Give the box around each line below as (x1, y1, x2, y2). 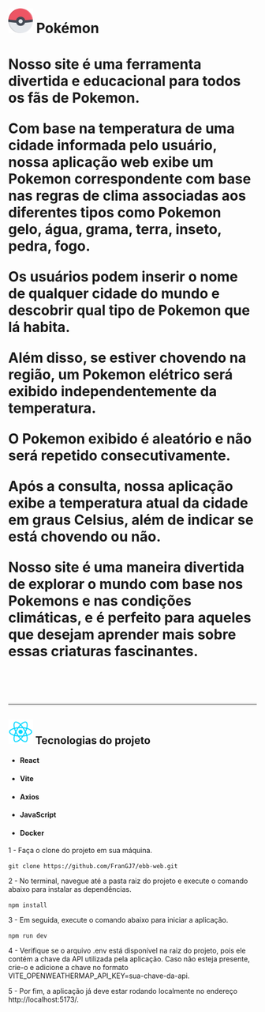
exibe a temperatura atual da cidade (8, 494, 248, 512)
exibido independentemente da (8, 383, 218, 401)
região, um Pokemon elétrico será (8, 366, 233, 383)
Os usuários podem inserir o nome (8, 268, 238, 286)
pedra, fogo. (8, 237, 91, 255)
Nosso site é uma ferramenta (8, 55, 202, 74)
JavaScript (19, 810, 57, 820)
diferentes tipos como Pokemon (8, 204, 222, 221)
